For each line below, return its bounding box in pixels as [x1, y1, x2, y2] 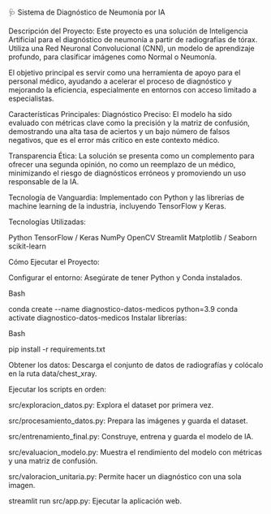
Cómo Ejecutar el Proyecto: [8, 257, 100, 266]
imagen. [8, 481, 36, 490]
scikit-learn [8, 241, 46, 251]
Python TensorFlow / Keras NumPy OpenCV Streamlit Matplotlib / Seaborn [8, 233, 257, 242]
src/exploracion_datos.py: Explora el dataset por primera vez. [8, 400, 214, 409]
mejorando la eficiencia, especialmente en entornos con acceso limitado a [8, 85, 257, 94]
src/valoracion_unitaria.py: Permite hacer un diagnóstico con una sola [8, 472, 242, 482]
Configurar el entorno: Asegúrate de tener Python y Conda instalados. [8, 273, 243, 283]
